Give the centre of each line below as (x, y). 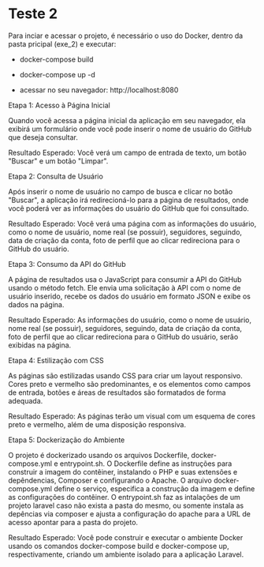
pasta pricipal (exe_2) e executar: (62, 43)
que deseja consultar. (43, 137)
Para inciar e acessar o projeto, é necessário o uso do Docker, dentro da (126, 36)
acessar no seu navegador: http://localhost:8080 (99, 90)
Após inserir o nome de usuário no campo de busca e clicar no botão (121, 191)
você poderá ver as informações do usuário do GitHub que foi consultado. (129, 208)
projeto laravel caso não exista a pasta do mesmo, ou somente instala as (126, 505)
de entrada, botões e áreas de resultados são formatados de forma (117, 392)
